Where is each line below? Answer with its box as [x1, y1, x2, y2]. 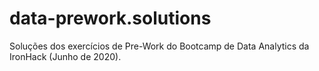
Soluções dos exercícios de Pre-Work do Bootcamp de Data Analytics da [9, 40, 310, 52]
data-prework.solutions [9, 7, 212, 30]
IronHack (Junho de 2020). [9, 50, 122, 62]
